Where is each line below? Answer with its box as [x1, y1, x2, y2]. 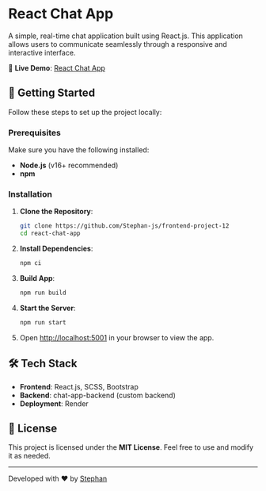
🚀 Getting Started [8, 86, 96, 100]
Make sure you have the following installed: [8, 145, 150, 155]
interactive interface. [8, 48, 76, 57]
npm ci [19, 259, 42, 267]
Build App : [19, 273, 55, 282]
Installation [8, 188, 53, 199]
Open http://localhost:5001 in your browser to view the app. [19, 332, 215, 342]
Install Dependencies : [19, 244, 93, 254]
